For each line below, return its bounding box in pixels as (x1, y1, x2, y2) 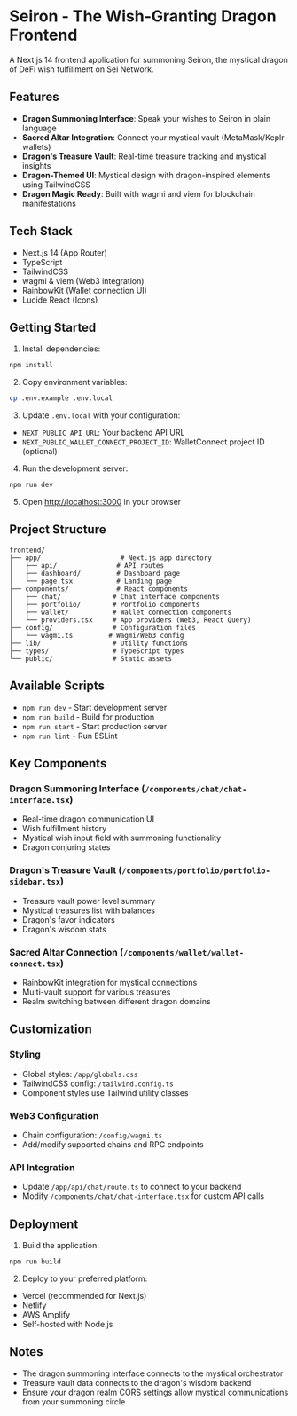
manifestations (21, 198, 77, 208)
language (21, 122, 57, 133)
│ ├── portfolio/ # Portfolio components (9, 600, 200, 609)
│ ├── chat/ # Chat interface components (9, 592, 220, 601)
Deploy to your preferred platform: (21, 1273, 148, 1284)
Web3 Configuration (9, 1109, 99, 1121)
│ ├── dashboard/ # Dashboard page (9, 569, 180, 578)
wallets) (21, 141, 51, 152)
